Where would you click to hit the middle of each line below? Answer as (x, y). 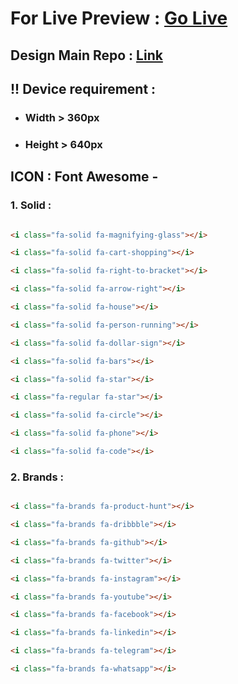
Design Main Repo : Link (86, 55)
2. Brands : (37, 477)
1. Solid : (31, 205)
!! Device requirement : (83, 88)
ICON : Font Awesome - (84, 177)
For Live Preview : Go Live (119, 18)
